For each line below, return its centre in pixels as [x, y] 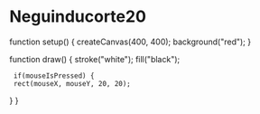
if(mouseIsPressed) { [54, 76]
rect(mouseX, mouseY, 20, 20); [72, 83]
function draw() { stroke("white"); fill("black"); [95, 59]
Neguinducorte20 [78, 17]
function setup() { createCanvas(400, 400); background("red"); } [130, 42]
